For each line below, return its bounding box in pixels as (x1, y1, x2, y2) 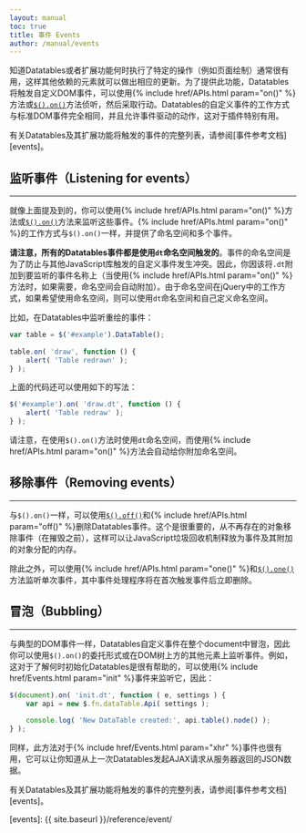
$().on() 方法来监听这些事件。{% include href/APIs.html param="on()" (25, 216, 289, 228)
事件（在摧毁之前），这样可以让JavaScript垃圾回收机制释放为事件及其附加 (16, 532, 293, 543)
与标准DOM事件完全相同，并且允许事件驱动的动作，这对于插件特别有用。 (9, 110, 284, 121)
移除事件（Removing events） (9, 475, 182, 490)
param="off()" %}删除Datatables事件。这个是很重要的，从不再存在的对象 (9, 520, 284, 531)
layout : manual (9, 13, 67, 23)
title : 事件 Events (9, 30, 81, 39)
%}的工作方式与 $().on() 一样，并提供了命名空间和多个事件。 (9, 228, 237, 239)
